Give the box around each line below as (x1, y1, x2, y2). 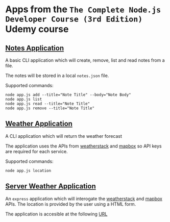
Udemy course (5, 23, 69, 35)
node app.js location (5, 168, 52, 173)
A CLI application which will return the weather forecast (5, 133, 123, 139)
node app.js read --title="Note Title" (5, 101, 90, 106)
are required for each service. (5, 148, 68, 154)
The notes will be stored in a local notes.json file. (5, 72, 109, 79)
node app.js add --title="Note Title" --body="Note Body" (5, 92, 131, 97)
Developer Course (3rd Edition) (5, 14, 143, 24)
